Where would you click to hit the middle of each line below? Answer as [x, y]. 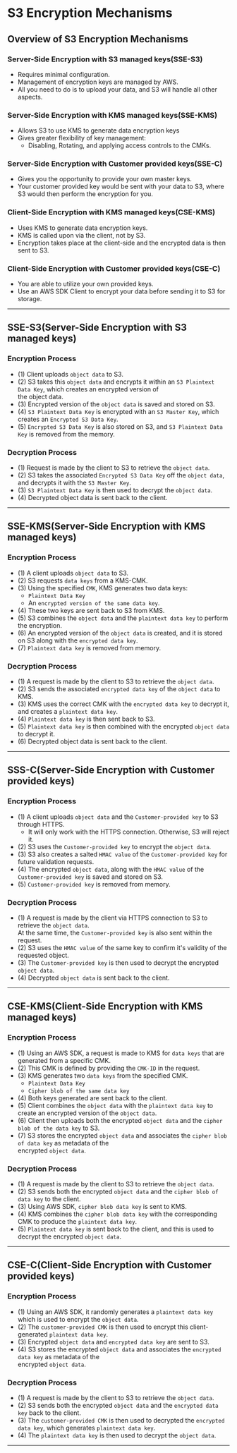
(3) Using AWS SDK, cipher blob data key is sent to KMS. [102, 1206]
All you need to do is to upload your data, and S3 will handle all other [117, 89]
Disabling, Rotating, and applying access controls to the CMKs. [120, 145]
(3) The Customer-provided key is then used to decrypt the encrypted [118, 963]
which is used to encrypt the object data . [78, 1319]
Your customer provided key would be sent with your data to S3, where [121, 187]
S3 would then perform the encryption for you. [85, 194]
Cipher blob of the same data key [79, 1091]
